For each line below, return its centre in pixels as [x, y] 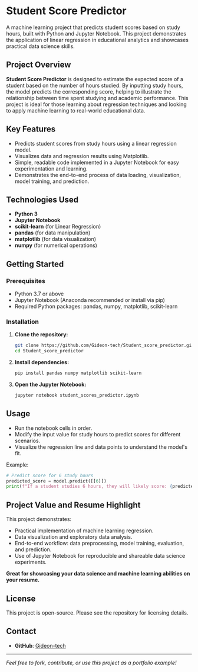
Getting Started [35, 264]
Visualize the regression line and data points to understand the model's [101, 447]
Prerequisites [26, 281]
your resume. [23, 580]
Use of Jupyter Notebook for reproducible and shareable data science [100, 556]
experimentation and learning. [51, 168]
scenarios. [27, 441]
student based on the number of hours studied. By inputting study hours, [95, 85]
